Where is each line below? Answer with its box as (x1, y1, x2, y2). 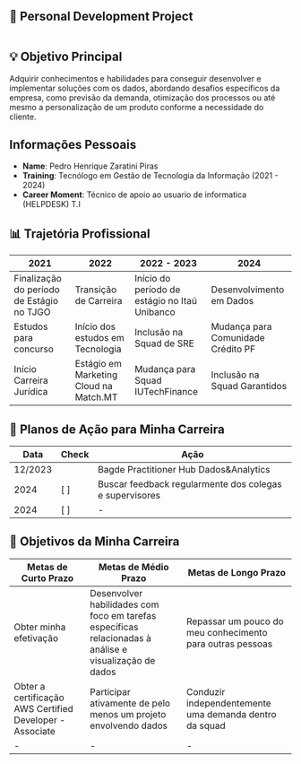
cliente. (9, 111, 37, 122)
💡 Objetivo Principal (9, 49, 123, 65)
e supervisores (98, 490, 161, 502)
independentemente (186, 697, 271, 709)
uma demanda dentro (186, 708, 277, 720)
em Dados (211, 295, 254, 308)
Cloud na (74, 380, 114, 393)
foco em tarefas (89, 609, 157, 621)
